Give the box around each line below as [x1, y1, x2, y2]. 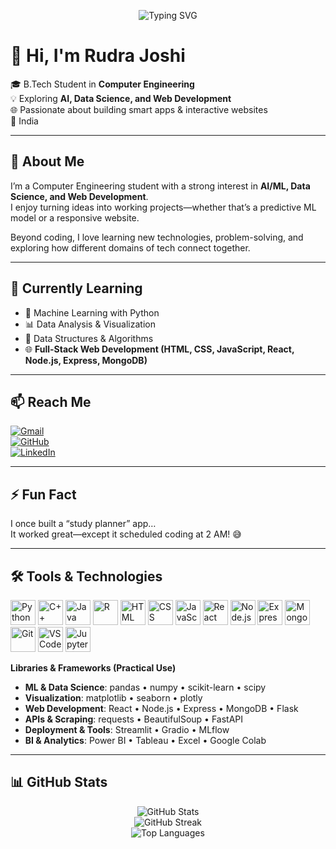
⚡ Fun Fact [10, 486, 77, 503]
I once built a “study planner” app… [10, 518, 157, 530]
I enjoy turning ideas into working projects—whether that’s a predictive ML [10, 201, 317, 213]
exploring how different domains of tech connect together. [10, 241, 251, 254]
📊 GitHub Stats [10, 774, 108, 791]
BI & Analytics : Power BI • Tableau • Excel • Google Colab [24, 735, 267, 746]
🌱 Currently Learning [10, 280, 143, 297]
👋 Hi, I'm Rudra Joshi [10, 45, 186, 67]
